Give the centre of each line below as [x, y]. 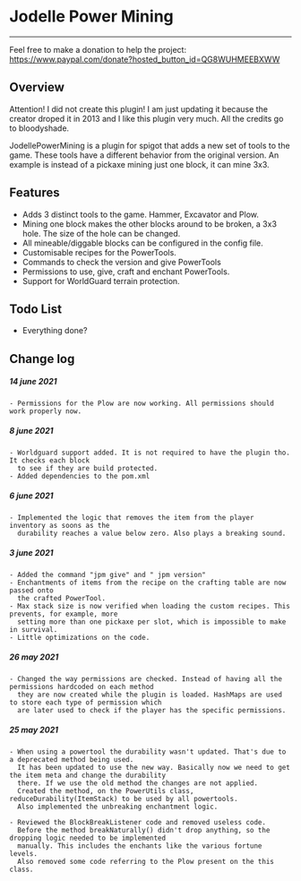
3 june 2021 [31, 553]
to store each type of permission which [86, 702]
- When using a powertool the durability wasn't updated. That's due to [148, 751]
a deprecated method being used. [72, 759]
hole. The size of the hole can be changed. [101, 233]
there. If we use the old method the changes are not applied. [138, 783]
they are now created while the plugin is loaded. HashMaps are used [150, 695]
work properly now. [46, 411]
